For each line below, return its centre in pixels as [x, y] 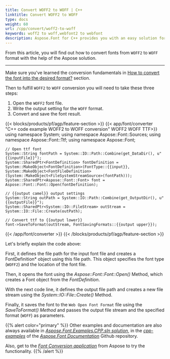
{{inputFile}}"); [24, 158]
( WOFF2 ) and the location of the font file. [46, 264]
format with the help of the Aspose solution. [51, 58]
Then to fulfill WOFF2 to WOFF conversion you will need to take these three [80, 88]
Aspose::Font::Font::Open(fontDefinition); [52, 185]
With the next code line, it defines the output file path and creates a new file [84, 289]
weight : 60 [17, 24]
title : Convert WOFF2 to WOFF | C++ [44, 10]
